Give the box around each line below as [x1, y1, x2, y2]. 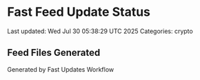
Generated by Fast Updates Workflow [7, 65, 114, 73]
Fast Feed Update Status [7, 4, 150, 20]
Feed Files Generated [7, 47, 101, 59]
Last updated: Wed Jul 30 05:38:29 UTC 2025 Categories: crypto [7, 27, 193, 35]
